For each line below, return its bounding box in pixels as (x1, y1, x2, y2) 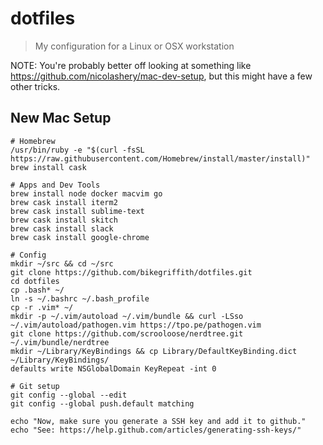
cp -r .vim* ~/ (10, 302, 74, 312)
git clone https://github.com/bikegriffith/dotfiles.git (10, 267, 253, 277)
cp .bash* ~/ (10, 285, 65, 295)
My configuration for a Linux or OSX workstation (34, 40, 235, 52)
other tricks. (10, 80, 61, 92)
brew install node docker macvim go (10, 188, 163, 199)
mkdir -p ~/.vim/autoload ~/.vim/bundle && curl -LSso (10, 311, 244, 321)
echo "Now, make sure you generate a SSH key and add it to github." (10, 416, 307, 426)
